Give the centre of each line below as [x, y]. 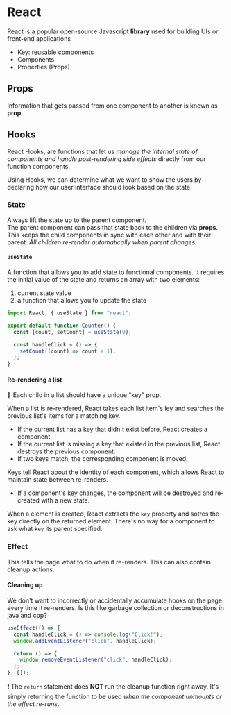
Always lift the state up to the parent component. [77, 220]
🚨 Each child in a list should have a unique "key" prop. [84, 395]
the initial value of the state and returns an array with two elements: [103, 280]
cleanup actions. [31, 569]
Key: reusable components [55, 52]
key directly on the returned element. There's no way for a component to [111, 521]
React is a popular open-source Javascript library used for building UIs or [113, 31]
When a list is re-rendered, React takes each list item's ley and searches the [116, 409]
